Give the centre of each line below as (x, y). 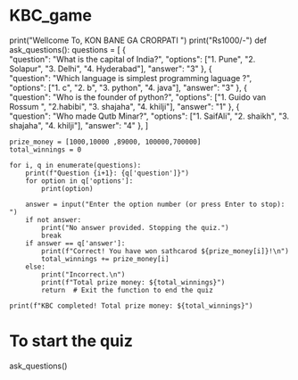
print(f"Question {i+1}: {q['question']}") (108, 173)
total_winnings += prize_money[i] (105, 259)
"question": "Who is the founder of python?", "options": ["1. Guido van (138, 97)
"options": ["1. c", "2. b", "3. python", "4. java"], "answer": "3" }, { (128, 87)
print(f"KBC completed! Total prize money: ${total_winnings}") (131, 306)
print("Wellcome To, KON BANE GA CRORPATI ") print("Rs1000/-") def (138, 40)
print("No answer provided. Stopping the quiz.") (135, 227)
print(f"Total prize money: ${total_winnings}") (133, 282)
